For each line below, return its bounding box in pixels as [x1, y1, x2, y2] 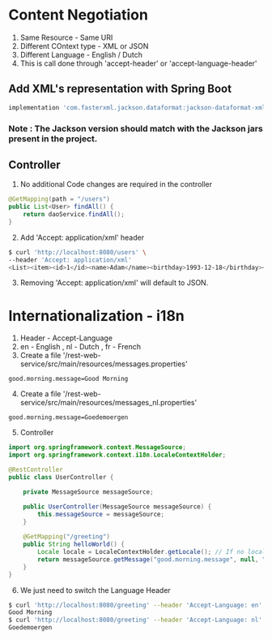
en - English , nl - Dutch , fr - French [19, 342, 142, 352]
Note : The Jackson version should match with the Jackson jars [8, 123, 263, 134]
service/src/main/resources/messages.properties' [19, 359, 188, 369]
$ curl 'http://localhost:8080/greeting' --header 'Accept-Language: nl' [8, 616, 263, 625]
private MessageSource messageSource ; [23, 487, 154, 496]
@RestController [8, 465, 63, 474]
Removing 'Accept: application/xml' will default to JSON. [19, 278, 209, 288]
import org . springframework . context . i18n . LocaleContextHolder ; [8, 451, 227, 460]
